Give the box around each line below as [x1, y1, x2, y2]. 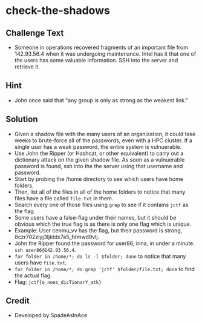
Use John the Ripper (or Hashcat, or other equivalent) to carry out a [14, 149, 184, 157]
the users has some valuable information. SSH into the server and [14, 57, 178, 64]
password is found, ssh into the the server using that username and [14, 162, 183, 169]
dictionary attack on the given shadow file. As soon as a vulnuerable [14, 156, 185, 163]
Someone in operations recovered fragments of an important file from [14, 44, 189, 51]
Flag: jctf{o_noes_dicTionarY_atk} [14, 278, 102, 285]
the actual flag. [14, 272, 52, 279]
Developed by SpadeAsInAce [14, 312, 88, 319]
